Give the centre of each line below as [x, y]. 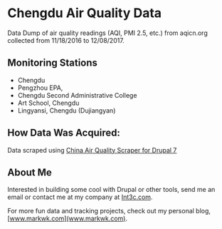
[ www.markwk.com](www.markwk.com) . [68, 218]
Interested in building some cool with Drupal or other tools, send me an [111, 190]
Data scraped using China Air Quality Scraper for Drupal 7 [92, 150]
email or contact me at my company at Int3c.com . [80, 197]
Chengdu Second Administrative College [77, 95]
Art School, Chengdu [48, 103]
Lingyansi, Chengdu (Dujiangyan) [67, 110]
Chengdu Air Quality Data [85, 13]
